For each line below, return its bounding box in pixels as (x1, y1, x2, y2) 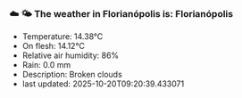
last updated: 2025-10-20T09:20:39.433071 (21, 78, 185, 89)
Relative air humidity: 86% (21, 50, 120, 61)
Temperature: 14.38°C (21, 31, 104, 42)
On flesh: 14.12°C (21, 41, 85, 52)
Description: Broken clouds (21, 69, 122, 80)
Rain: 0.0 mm (21, 60, 71, 70)
